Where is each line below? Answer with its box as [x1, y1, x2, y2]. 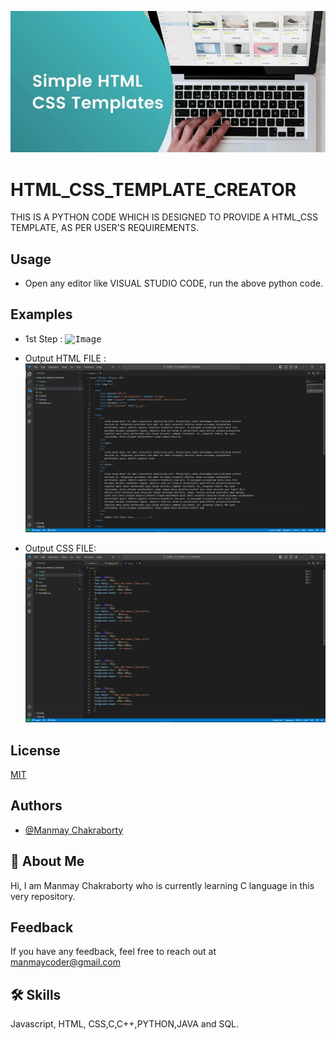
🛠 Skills [10, 986, 62, 1003]
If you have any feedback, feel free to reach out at [10, 946, 217, 958]
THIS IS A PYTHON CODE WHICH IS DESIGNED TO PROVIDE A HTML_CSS [10, 211, 318, 223]
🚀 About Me [10, 853, 85, 870]
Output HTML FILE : [24, 352, 107, 364]
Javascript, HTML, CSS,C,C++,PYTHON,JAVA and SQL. [10, 1018, 240, 1030]
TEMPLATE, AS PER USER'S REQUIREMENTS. [10, 222, 200, 234]
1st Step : [24, 332, 63, 345]
